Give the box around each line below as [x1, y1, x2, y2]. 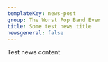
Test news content [7, 48, 61, 56]
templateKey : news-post [7, 10, 77, 17]
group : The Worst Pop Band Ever [7, 17, 101, 23]
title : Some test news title [7, 23, 92, 30]
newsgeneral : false [7, 29, 64, 37]
